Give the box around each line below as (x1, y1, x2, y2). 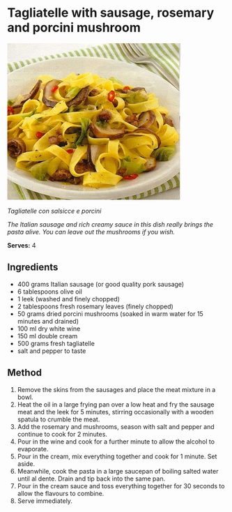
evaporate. (17, 444, 49, 453)
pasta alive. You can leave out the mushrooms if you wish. (7, 227, 176, 236)
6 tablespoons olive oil (17, 287, 82, 296)
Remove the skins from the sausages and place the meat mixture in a (17, 385, 216, 393)
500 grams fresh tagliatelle (17, 339, 95, 347)
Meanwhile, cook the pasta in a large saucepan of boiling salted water (17, 467, 219, 475)
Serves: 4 (7, 241, 36, 249)
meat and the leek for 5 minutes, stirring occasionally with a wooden (17, 407, 214, 416)
